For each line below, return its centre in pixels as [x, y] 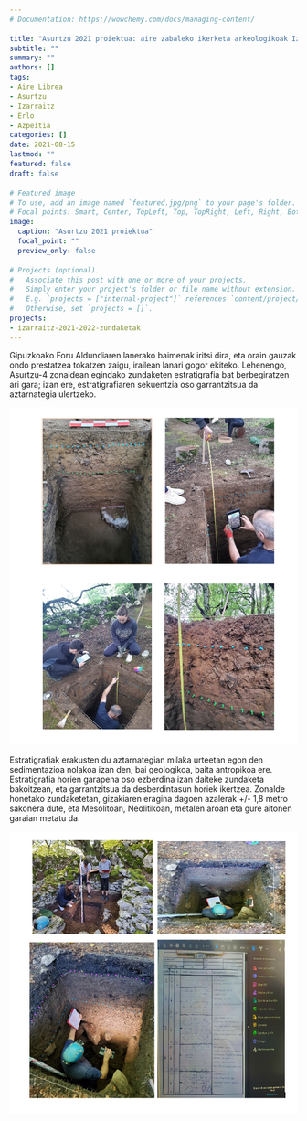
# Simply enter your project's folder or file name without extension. [153, 289]
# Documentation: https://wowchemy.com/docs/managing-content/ [132, 19]
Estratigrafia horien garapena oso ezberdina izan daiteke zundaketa [137, 779]
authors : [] [32, 68]
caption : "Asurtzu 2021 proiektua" [85, 232]
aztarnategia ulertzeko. [53, 394]
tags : [20, 78]
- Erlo [22, 116]
